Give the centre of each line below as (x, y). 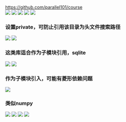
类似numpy (19, 103)
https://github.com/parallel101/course (44, 7)
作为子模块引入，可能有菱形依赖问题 (49, 78)
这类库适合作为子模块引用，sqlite (46, 53)
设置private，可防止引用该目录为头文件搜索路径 (63, 27)
